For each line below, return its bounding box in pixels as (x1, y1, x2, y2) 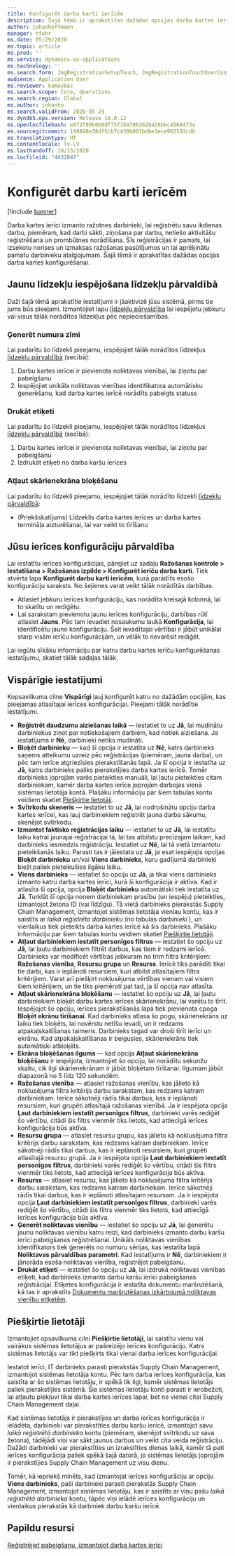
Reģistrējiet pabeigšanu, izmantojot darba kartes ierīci (7, 1541, 163, 1549)
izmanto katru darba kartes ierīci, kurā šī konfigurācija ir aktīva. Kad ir (17, 878, 218, 886)
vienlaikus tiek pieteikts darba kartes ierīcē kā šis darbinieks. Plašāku (17, 922, 217, 931)
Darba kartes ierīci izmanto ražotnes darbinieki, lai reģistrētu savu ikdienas (7, 220, 222, 229)
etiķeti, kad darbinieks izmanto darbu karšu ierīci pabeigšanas (17, 1273, 197, 1282)
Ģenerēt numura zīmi (7, 329, 80, 339)
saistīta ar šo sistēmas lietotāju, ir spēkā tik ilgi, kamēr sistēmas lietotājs (7, 1377, 214, 1386)
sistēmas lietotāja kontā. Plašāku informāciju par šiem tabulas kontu (17, 788, 213, 797)
